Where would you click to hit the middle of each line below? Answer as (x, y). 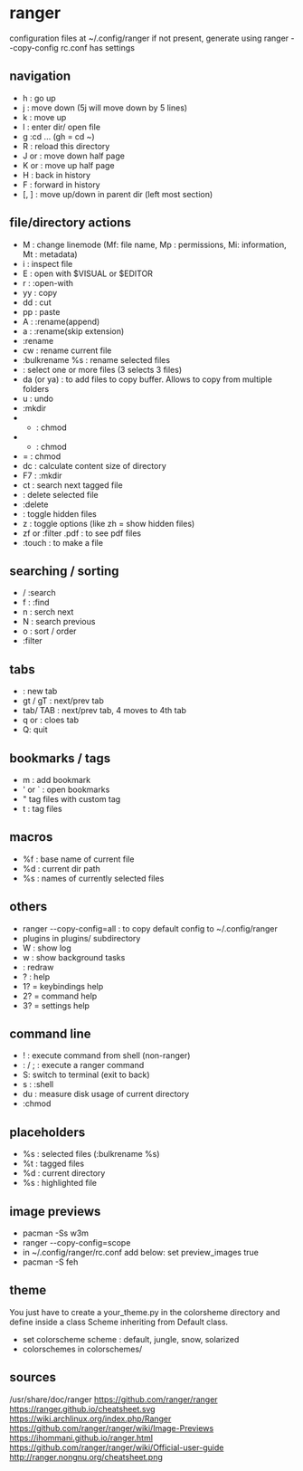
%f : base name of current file (78, 859)
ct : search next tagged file (73, 485)
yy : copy (40, 292)
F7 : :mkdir (42, 475)
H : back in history (57, 175)
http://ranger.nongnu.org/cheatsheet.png (86, 1457)
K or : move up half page (68, 165)
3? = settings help (56, 1005)
